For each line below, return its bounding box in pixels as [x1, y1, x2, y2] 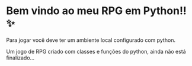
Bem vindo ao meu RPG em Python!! [6, 4, 187, 18]
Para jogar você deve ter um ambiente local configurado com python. [6, 37, 176, 44]
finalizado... [6, 54, 35, 61]
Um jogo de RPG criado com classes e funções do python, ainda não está [6, 48, 186, 55]
